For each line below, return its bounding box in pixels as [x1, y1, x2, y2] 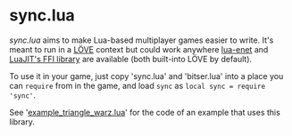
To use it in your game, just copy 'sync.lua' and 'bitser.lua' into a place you [9, 70, 284, 81]
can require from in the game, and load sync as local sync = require [9, 80, 266, 91]
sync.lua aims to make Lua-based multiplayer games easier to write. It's [9, 35, 274, 45]
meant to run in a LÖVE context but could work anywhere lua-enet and [9, 44, 269, 54]
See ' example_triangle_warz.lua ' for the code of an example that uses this [9, 107, 281, 117]
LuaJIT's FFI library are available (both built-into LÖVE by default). [9, 53, 253, 64]
